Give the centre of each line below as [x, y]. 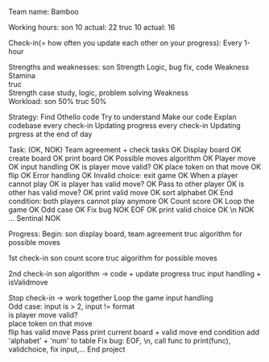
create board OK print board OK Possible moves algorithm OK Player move [132, 158]
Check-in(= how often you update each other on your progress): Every [126, 43]
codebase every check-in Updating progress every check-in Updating [125, 125]
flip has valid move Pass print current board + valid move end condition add [134, 332]
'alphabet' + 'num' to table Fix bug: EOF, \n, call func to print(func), [120, 341]
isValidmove [28, 282]
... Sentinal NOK [35, 218]
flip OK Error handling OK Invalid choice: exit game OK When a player [123, 175]
